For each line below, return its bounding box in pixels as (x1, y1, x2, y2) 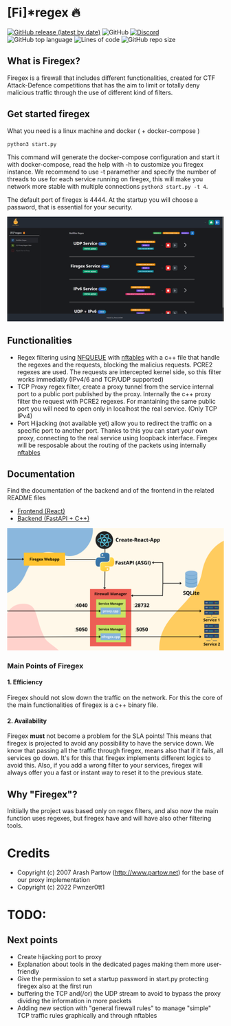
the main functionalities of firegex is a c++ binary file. (7, 701, 158, 709)
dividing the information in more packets (16, 996, 132, 1005)
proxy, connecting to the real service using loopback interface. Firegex (16, 433, 218, 442)
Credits (7, 845, 50, 861)
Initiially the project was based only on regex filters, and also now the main (7, 806, 219, 814)
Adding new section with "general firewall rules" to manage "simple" (16, 1004, 212, 1012)
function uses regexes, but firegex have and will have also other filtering (7, 814, 212, 822)
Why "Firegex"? (7, 788, 78, 800)
